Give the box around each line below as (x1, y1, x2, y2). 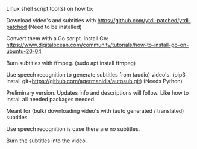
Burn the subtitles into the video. (6, 137, 87, 144)
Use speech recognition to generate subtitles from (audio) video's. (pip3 (6, 71, 186, 78)
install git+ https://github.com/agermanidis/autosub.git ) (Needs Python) (6, 78, 183, 84)
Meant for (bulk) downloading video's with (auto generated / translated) (6, 107, 184, 114)
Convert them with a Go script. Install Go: (6, 35, 108, 42)
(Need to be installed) (28, 24, 83, 30)
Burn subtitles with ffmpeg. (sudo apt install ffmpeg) (6, 60, 136, 66)
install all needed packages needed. (6, 96, 96, 103)
